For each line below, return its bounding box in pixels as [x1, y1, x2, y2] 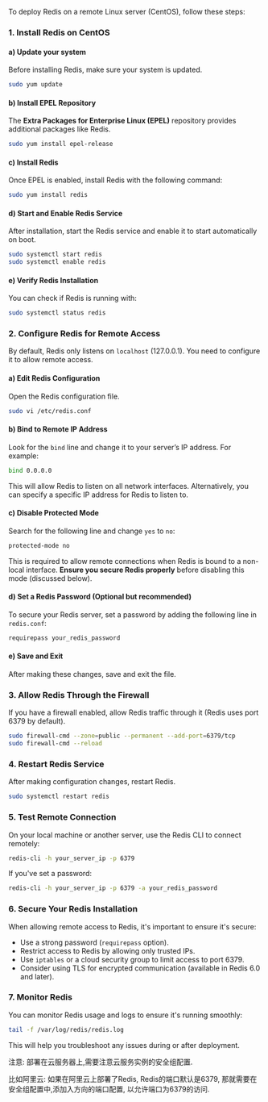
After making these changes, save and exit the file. [8, 670, 177, 678]
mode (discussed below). [8, 573, 93, 583]
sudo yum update [8, 81, 63, 89]
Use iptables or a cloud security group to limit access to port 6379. [19, 954, 245, 964]
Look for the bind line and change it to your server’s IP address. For [8, 442, 232, 452]
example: [8, 451, 39, 461]
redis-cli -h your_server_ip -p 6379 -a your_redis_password [8, 884, 218, 892]
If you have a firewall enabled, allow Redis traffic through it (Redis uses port [8, 708, 259, 717]
